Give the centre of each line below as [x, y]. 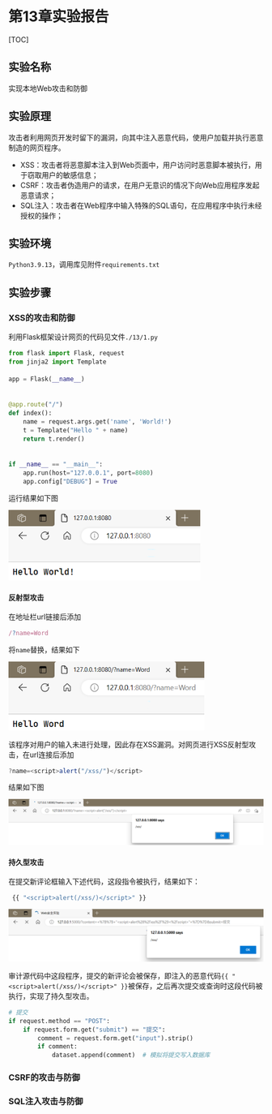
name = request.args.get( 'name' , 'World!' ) [98, 422]
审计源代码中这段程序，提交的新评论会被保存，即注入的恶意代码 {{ [119, 975]
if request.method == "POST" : [59, 1021]
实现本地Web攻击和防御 [48, 88]
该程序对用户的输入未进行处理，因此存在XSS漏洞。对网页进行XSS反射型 [129, 744]
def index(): [30, 413]
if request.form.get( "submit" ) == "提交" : [94, 1030]
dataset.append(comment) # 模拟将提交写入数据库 [131, 1056]
